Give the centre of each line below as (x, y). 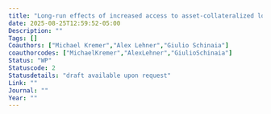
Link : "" (23, 83)
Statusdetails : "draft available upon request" (90, 75)
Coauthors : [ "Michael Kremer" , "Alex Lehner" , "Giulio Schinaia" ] (119, 46)
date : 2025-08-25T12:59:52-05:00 (65, 23)
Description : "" (35, 31)
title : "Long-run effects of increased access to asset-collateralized (131, 16)
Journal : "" (28, 90)
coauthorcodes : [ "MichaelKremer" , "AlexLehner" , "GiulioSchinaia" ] (120, 53)
